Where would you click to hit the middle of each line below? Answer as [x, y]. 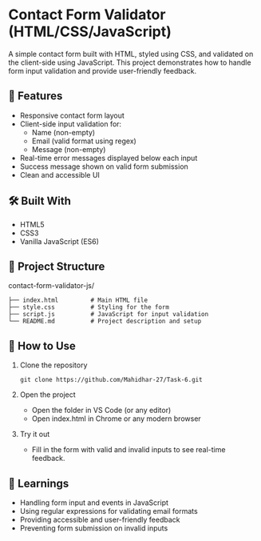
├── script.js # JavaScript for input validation [109, 315]
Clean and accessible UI [59, 174]
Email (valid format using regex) [84, 141]
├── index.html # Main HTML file [78, 301]
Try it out [35, 435]
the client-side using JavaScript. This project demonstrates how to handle [130, 62]
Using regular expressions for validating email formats [109, 511]
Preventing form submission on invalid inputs [94, 528]
